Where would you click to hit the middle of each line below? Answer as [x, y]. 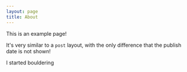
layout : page [22, 11]
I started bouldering [30, 63]
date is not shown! [29, 51]
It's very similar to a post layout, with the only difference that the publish [94, 45]
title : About [22, 17]
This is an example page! [36, 33]
